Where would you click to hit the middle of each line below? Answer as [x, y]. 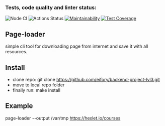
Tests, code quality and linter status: [51, 8]
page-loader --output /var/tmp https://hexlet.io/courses [63, 118]
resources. [16, 52]
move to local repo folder [38, 85]
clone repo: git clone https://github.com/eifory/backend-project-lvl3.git [86, 79]
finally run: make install [36, 90]
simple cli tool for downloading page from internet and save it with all [77, 46]
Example [19, 106]
